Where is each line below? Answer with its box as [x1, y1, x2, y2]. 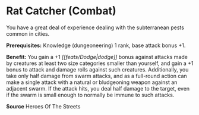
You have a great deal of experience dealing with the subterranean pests [6, 24, 184, 31]
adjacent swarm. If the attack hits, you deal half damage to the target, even [6, 85, 190, 92]
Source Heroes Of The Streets [6, 102, 81, 110]
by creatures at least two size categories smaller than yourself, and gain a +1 [6, 60, 194, 67]
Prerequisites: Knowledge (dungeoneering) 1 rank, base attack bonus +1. [6, 42, 186, 49]
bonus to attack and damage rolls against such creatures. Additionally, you [6, 66, 189, 73]
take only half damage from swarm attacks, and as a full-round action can [6, 72, 187, 79]
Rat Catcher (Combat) [6, 4, 116, 18]
